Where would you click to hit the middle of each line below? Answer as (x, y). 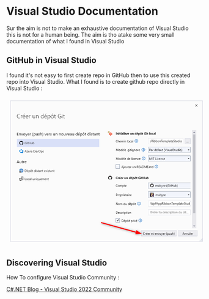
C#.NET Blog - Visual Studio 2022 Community (64, 289)
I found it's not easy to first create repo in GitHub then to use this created (98, 75)
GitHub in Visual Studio (51, 60)
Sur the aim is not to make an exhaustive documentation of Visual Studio (97, 28)
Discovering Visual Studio (57, 263)
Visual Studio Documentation (82, 11)
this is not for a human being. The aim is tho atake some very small (90, 34)
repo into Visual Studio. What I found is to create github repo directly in (96, 81)
